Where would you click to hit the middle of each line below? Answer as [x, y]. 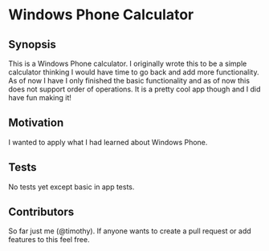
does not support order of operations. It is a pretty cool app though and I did [134, 89]
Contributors [41, 212]
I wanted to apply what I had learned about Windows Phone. [108, 142]
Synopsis [32, 45]
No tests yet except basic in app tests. [71, 187]
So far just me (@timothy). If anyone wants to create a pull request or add [130, 231]
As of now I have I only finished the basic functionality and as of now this [129, 81]
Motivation [36, 123]
